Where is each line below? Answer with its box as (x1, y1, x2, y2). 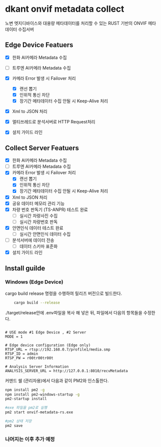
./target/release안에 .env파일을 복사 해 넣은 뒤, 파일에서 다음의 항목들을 (5, 309, 143, 315)
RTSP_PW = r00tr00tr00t (5, 355, 54, 360)
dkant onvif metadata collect (5, 3, 125, 15)
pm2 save (5, 423, 23, 428)
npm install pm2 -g (5, 387, 45, 392)
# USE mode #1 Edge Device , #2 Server (5, 329, 87, 335)
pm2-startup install (5, 397, 47, 401)
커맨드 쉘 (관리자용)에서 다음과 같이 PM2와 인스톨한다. (5, 377, 109, 383)
